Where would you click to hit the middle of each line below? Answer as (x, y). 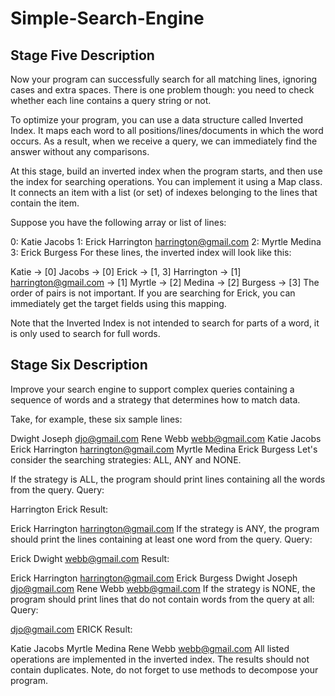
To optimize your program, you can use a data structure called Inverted (156, 120)
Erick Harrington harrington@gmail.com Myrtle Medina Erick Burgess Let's (164, 449)
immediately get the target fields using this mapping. (118, 303)
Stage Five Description (82, 55)
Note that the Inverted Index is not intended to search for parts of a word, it (165, 323)
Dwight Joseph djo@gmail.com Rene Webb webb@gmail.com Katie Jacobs (166, 438)
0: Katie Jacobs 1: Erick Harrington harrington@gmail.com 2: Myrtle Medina (166, 241)
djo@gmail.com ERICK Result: (71, 629)
